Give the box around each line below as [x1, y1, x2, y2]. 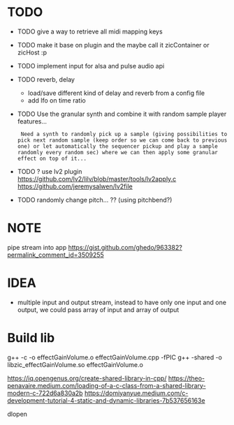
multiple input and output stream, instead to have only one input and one [17, 298, 227, 306]
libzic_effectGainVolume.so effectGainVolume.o [7, 360, 143, 368]
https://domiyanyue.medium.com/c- [84, 389, 189, 397]
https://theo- [168, 374, 205, 382]
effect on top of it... [17, 155, 87, 162]
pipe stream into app [7, 243, 67, 251]
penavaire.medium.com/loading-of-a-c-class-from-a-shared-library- [7, 381, 206, 389]
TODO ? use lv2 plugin [17, 167, 82, 175]
